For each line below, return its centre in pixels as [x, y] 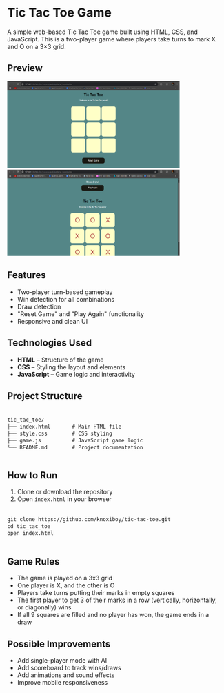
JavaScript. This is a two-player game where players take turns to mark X [111, 39]
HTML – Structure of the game [60, 360]
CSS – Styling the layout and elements [71, 367]
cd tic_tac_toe [29, 527]
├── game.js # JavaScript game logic [75, 440]
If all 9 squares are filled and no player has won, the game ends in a [113, 615]
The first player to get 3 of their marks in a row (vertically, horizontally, [117, 600]
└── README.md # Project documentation [75, 447]
